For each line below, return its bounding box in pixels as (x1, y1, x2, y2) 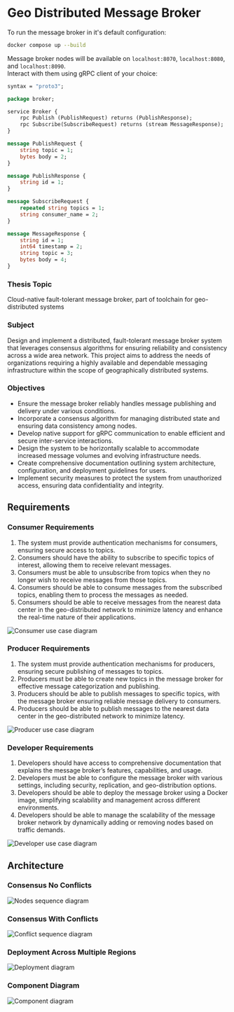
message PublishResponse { (7, 172, 86, 179)
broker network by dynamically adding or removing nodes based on (17, 818, 214, 827)
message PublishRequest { (7, 140, 83, 148)
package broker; (7, 95, 55, 102)
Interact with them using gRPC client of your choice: (7, 69, 158, 78)
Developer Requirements (7, 742, 94, 752)
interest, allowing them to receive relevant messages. (17, 560, 172, 569)
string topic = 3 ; (20, 250, 74, 257)
